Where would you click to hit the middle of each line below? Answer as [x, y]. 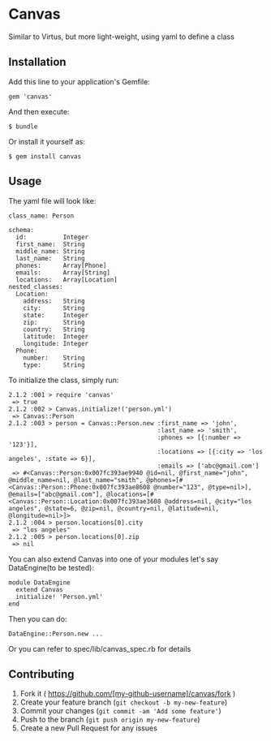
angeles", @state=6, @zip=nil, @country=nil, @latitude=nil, [114, 508]
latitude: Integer [56, 336]
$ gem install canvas [45, 156]
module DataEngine [39, 582]
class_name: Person [41, 216]
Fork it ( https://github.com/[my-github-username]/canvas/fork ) [128, 694]
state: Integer [56, 315]
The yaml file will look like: [52, 200]
